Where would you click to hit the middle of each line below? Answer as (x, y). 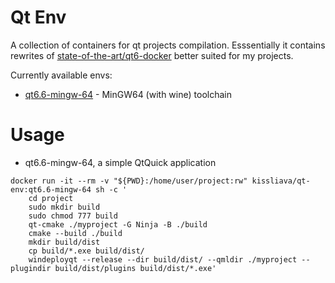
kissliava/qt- (281, 181)
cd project (51, 198)
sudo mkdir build (64, 207)
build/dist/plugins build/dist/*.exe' (135, 268)
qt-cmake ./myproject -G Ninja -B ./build (118, 224)
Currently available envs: (61, 75)
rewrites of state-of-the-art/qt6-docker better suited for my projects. (152, 55)
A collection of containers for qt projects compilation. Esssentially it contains (168, 45)
